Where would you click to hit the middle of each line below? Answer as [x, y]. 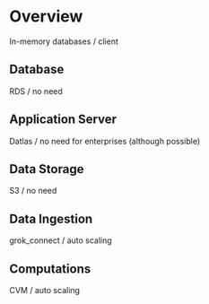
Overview [46, 17]
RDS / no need [36, 91]
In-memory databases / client [64, 41]
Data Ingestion [51, 218]
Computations [50, 269]
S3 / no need [33, 191]
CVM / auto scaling [45, 290]
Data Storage [47, 169]
